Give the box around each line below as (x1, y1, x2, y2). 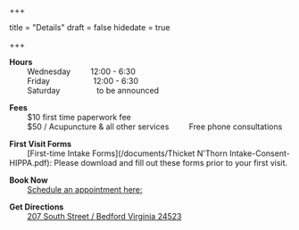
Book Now (9, 175, 48, 185)
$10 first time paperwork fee (26, 112, 131, 122)
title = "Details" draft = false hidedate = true (9, 22, 170, 32)
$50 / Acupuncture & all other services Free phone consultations (26, 121, 283, 132)
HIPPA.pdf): (9, 158, 53, 168)
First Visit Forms (9, 139, 72, 149)
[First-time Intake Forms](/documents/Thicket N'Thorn (26, 148, 228, 159)
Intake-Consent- (228, 148, 290, 159)
